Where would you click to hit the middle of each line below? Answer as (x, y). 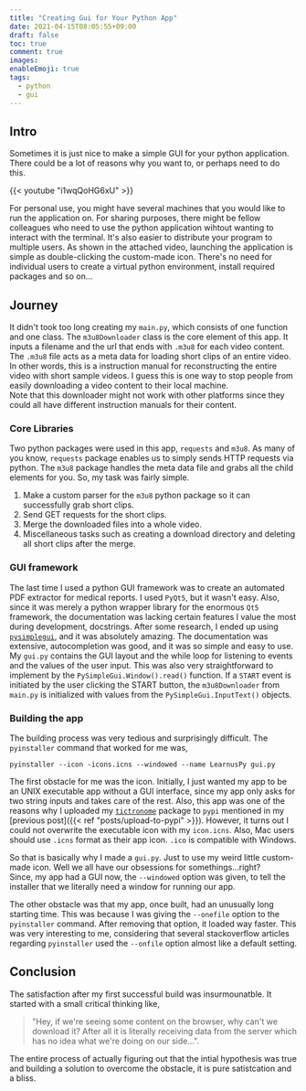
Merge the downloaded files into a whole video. (112, 524)
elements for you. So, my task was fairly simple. (100, 477)
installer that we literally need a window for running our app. (122, 887)
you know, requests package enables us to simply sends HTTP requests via (152, 458)
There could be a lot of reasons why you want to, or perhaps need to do (145, 163)
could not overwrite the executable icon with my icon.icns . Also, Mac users (152, 830)
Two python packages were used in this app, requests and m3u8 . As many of (152, 448)
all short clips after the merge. (79, 544)
